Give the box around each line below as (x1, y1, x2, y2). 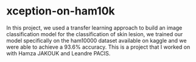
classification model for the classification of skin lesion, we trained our (6, 30, 183, 37)
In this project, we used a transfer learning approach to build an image (6, 24, 183, 31)
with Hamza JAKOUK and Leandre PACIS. (6, 49, 111, 57)
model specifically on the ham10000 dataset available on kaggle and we (6, 37, 187, 44)
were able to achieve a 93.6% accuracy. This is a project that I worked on (6, 43, 191, 51)
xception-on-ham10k (6, 4, 116, 18)
